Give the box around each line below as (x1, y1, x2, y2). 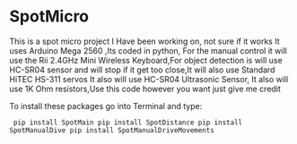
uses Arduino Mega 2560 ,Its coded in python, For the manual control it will (9, 45, 287, 55)
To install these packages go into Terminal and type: (9, 100, 203, 111)
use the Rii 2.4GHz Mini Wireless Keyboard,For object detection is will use (9, 55, 283, 65)
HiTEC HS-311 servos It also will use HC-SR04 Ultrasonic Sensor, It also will (9, 73, 289, 84)
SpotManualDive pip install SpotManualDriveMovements (9, 125, 215, 135)
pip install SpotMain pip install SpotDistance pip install (13, 118, 243, 127)
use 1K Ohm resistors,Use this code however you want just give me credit (9, 83, 281, 94)
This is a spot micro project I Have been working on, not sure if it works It (9, 36, 280, 47)
